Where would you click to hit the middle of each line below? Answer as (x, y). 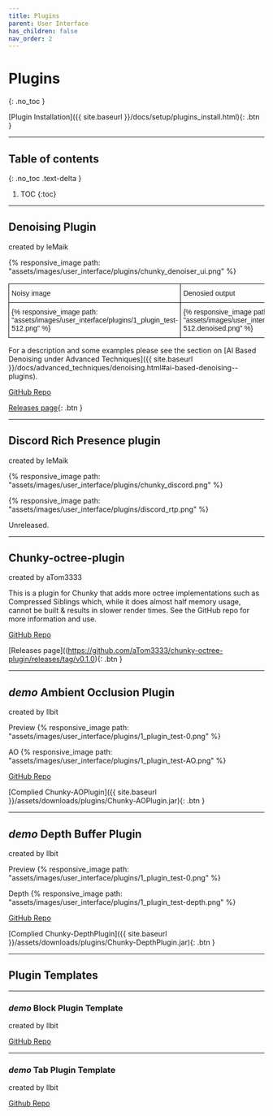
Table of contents (54, 159)
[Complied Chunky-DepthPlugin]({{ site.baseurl (88, 934)
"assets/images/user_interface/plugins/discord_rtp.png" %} (109, 509)
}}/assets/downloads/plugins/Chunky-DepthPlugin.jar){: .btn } (112, 942)
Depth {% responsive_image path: (66, 893)
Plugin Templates (54, 975)
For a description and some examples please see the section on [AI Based (132, 350)
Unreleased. (29, 525)
